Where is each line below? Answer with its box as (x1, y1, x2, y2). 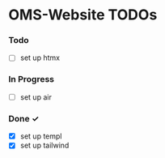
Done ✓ (8, 113, 40, 124)
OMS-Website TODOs (8, 6, 158, 24)
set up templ (19, 131, 62, 141)
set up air (19, 92, 53, 102)
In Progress (8, 74, 55, 85)
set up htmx (19, 53, 61, 62)
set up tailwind (19, 140, 70, 151)
